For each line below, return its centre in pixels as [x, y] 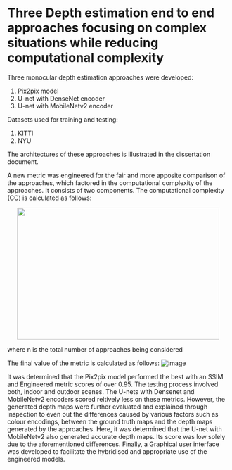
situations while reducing [83, 43]
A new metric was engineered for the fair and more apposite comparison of [116, 175]
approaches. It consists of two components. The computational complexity [116, 190]
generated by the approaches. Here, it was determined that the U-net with [115, 429]
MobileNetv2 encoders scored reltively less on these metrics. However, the [116, 399]
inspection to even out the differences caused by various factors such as [113, 414]
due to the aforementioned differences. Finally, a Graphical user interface [114, 444]
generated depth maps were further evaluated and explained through [108, 407]
